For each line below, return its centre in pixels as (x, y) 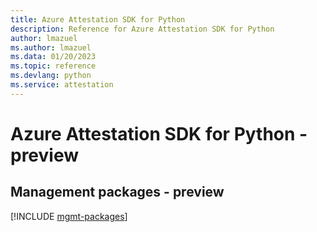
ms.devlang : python (51, 76)
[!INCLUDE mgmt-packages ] (69, 216)
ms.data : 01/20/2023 (53, 57)
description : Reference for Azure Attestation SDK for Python (142, 29)
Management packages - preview (117, 192)
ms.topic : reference (53, 66)
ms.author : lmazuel (51, 47)
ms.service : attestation (62, 85)
